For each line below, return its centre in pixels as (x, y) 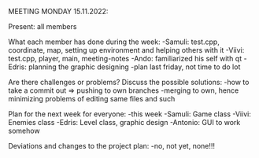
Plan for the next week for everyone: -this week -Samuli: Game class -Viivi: (130, 114)
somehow (24, 130)
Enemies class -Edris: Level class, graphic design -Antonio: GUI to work (124, 122)
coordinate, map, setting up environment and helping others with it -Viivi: (126, 50)
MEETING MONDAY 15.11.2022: (58, 11)
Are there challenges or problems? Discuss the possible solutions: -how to (129, 82)
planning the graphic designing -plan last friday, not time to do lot (135, 67)
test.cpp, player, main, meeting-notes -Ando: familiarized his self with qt (125, 59)
